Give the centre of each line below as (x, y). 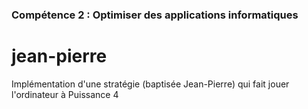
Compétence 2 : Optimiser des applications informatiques (155, 15)
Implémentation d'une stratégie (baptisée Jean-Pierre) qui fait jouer (150, 84)
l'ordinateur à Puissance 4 (65, 94)
